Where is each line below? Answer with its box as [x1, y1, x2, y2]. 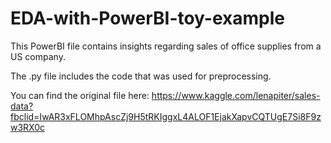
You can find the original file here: [10, 89, 150, 101]
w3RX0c [10, 121, 46, 133]
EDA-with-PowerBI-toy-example [10, 7, 286, 30]
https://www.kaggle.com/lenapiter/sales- [151, 89, 321, 101]
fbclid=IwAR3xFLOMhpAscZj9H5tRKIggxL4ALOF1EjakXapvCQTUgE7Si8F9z [10, 110, 322, 122]
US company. [10, 50, 66, 62]
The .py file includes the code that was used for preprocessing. [10, 70, 272, 82]
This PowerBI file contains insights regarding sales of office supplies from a [10, 40, 322, 52]
